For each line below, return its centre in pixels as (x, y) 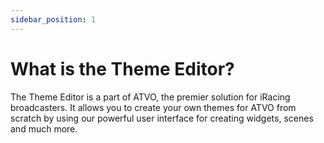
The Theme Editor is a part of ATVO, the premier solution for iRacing (150, 97)
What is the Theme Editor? (122, 68)
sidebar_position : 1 (53, 19)
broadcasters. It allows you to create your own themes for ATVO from (153, 107)
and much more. (44, 128)
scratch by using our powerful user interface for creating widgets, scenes (162, 118)
